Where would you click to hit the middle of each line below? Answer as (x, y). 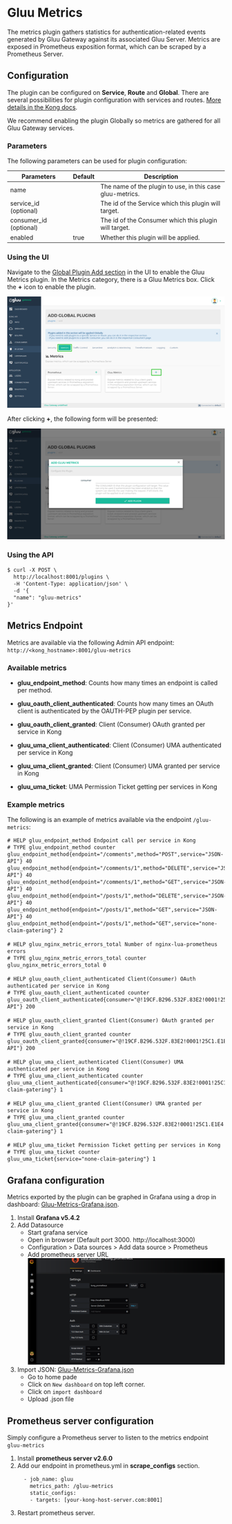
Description (161, 176)
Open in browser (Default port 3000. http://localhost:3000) (111, 1240)
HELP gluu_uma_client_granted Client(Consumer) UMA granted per (108, 1104)
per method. (35, 690)
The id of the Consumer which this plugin (159, 220)
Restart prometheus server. (56, 1513)
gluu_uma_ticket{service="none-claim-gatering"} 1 (81, 1159)
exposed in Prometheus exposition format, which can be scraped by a (107, 46)
